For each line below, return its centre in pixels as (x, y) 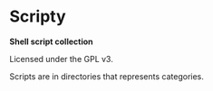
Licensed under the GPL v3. (61, 59)
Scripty (38, 17)
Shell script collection (51, 41)
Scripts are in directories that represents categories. (106, 76)
